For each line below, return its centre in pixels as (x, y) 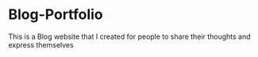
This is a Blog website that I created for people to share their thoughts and (130, 36)
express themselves (41, 44)
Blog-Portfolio (56, 15)
